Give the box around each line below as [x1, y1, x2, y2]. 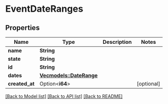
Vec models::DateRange [39, 72, 98, 79]
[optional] [136, 80, 160, 87]
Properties [5, 23, 40, 32]
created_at [8, 80, 35, 87]
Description [102, 39, 132, 45]
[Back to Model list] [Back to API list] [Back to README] [5, 93, 123, 99]
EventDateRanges [5, 3, 83, 15]
